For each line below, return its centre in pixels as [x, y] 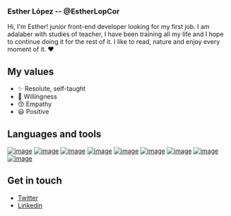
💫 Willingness [37, 97]
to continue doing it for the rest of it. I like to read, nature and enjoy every [114, 42]
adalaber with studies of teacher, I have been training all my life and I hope [115, 34]
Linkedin [30, 205]
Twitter [28, 198]
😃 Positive [33, 112]
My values [31, 71]
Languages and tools [54, 134]
